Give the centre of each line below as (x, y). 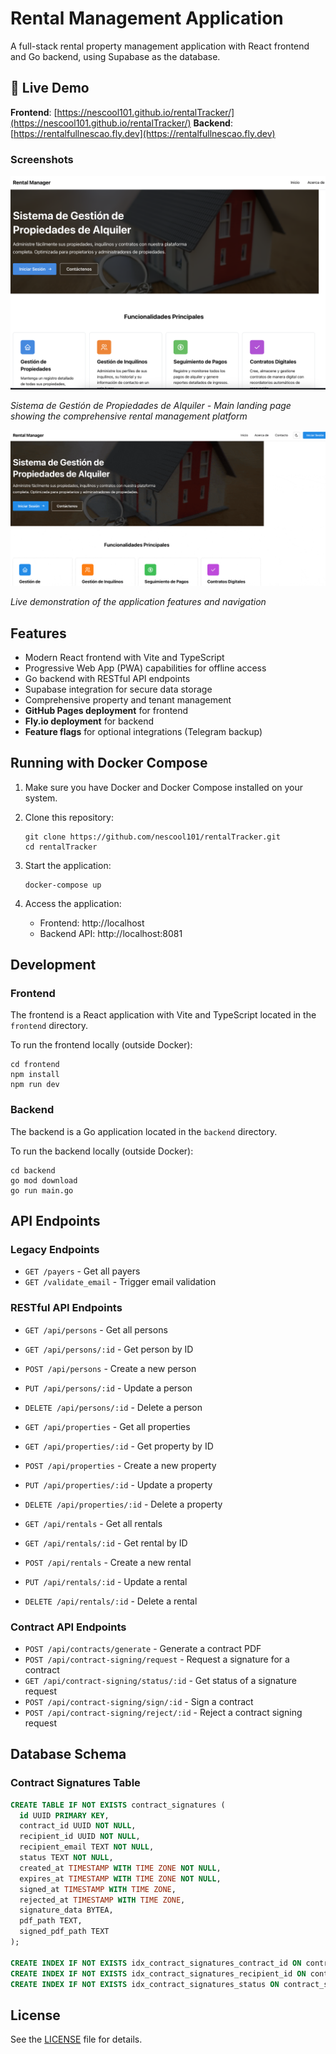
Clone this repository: (69, 817)
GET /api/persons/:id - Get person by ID (109, 1349)
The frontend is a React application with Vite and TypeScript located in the (163, 1015)
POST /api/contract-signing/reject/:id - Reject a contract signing (163, 1713)
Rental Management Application (147, 18)
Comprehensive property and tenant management (128, 699)
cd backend (33, 1170)
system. (41, 798)
